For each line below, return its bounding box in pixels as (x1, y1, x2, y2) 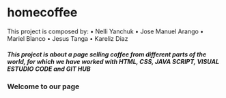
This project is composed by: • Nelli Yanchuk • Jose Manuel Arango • (7, 27, 204, 35)
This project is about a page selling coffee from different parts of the (7, 50, 207, 59)
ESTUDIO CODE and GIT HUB (7, 65, 91, 73)
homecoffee (7, 5, 78, 20)
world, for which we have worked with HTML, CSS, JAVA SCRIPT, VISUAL (7, 57, 220, 65)
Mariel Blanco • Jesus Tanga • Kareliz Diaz (7, 34, 128, 42)
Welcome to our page (7, 82, 80, 91)
